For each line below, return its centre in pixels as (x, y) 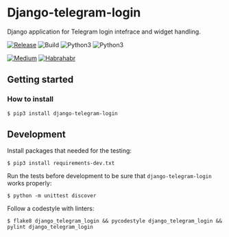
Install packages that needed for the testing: (70, 151)
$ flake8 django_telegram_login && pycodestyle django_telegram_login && (115, 221)
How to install (30, 99)
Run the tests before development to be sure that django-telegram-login (109, 176)
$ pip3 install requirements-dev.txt (61, 163)
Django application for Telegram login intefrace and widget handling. (104, 32)
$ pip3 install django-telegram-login (62, 113)
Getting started (40, 80)
